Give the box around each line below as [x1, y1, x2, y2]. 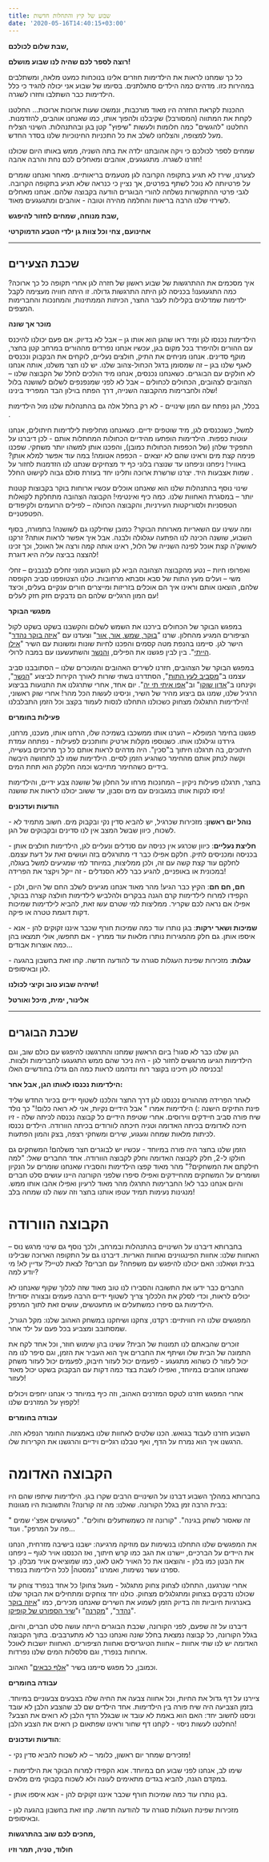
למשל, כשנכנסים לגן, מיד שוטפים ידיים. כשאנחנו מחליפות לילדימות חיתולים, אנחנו [8, 425, 254, 435]
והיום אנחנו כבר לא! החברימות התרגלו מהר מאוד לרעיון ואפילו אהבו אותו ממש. [8, 1178, 243, 1189]
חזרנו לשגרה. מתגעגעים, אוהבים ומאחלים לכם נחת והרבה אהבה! [8, 154, 203, 164]
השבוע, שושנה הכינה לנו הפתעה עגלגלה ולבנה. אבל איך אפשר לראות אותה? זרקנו [8, 533, 252, 543]
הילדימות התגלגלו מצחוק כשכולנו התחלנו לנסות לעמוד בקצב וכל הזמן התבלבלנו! [8, 697, 249, 707]
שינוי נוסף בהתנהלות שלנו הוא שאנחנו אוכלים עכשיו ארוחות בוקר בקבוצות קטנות [8, 484, 248, 493]
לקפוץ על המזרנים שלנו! [8, 1398, 80, 1407]
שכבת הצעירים [8, 257, 80, 271]
